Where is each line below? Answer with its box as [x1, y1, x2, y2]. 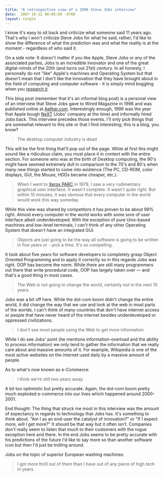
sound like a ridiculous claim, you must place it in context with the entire [5, 151, 150, 157]
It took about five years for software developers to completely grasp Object [5, 251, 157, 257]
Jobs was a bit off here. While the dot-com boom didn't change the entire [5, 297, 153, 302]
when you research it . [5, 86, 49, 92]
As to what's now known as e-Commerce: [5, 367, 90, 373]
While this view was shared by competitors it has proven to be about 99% [5, 206, 154, 212]
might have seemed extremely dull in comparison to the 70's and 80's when [5, 161, 158, 167]
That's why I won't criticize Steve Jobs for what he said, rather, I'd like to [5, 35, 152, 41]
